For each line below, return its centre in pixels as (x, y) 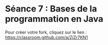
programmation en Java (54, 19)
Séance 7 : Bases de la (51, 9)
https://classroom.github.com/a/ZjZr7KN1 (46, 37)
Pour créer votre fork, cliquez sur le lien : (46, 32)
